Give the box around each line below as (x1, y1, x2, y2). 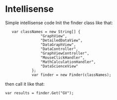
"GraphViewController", (40, 51, 90, 56)
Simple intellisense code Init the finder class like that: (5, 20, 113, 26)
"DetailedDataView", (40, 38, 83, 43)
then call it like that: (5, 81, 45, 87)
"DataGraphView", (40, 42, 77, 47)
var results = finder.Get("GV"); (5, 90, 74, 96)
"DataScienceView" (40, 64, 78, 68)
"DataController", (40, 46, 78, 51)
